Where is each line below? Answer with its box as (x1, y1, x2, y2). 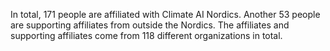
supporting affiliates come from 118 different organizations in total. (10, 30, 283, 41)
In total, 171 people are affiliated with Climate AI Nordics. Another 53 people (10, 9, 321, 20)
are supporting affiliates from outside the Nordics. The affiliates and (10, 19, 290, 31)
